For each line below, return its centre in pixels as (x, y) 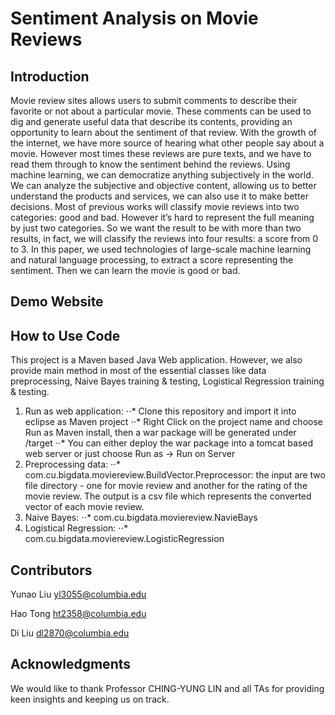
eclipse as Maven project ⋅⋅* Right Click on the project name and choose (173, 422)
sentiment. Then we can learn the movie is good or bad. (125, 270)
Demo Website (57, 302)
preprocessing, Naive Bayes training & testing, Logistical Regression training (167, 381)
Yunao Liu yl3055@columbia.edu (78, 594)
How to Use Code (65, 335)
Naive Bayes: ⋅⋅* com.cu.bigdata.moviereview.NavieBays (141, 518)
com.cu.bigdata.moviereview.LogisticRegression (124, 539)
